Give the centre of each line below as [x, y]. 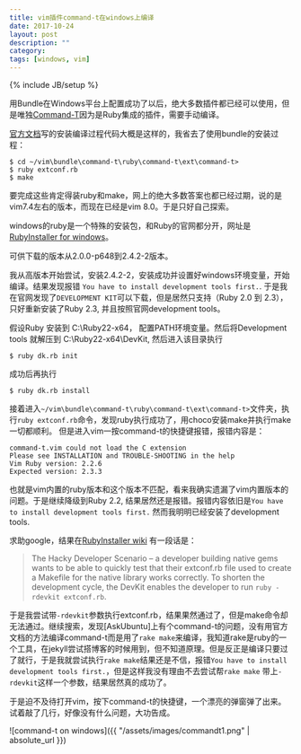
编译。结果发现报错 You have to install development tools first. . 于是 [145, 286]
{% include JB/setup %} [54, 85]
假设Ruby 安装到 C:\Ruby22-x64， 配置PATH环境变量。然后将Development [148, 328]
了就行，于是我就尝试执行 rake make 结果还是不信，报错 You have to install [148, 660]
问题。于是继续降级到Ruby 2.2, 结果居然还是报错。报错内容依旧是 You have [146, 500]
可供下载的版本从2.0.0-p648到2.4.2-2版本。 [91, 256]
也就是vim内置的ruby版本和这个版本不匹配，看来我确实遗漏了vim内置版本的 [149, 489]
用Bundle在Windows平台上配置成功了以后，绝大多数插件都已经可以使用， [146, 103]
